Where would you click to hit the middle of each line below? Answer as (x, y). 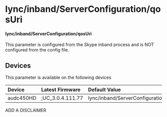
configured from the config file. (37, 50)
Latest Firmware (61, 90)
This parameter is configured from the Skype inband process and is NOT (80, 45)
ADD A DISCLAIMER (26, 111)
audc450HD (22, 98)
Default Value (104, 90)
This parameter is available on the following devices (58, 77)
